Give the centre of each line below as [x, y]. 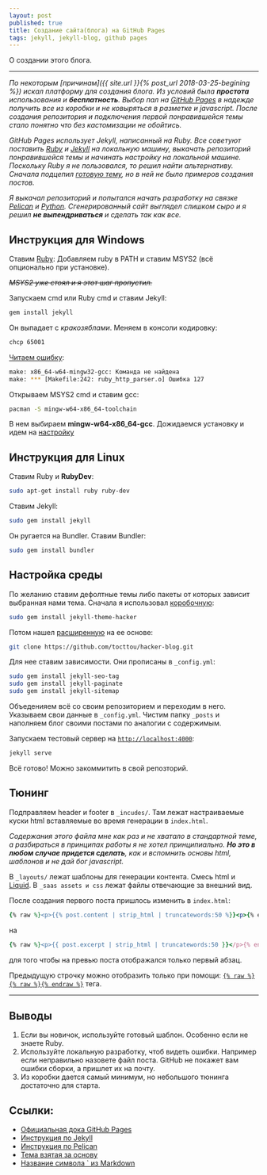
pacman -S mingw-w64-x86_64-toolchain [73, 409]
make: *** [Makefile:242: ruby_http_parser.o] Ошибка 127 [107, 379]
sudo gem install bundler [51, 550]
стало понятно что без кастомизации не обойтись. [95, 125]
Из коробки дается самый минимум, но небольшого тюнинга [124, 1077]
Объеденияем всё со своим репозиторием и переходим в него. [118, 706]
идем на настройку [42, 432]
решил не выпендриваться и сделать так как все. [95, 215]
